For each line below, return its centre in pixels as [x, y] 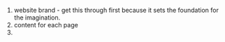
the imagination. [37, 17]
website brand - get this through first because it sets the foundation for [116, 10]
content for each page [46, 25]
